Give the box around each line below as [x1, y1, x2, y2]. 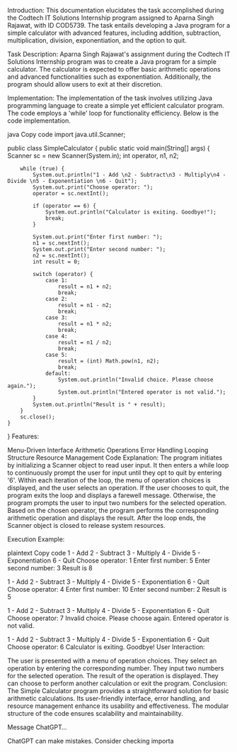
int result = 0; [33, 258, 81, 265]
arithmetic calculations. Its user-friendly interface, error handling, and [7, 695, 211, 702]
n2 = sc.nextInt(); [33, 252, 91, 259]
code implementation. [7, 116, 71, 125]
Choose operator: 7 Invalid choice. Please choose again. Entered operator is [7, 614, 229, 622]
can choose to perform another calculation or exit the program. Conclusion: [7, 679, 228, 687]
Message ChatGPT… [7, 723, 67, 731]
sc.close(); [20, 414, 55, 421]
